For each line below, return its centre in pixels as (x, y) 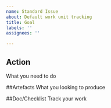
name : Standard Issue (32, 11)
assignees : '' (23, 33)
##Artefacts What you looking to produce (56, 87)
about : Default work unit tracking (49, 17)
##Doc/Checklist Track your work (46, 98)
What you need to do (31, 76)
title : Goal (20, 22)
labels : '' (19, 28)
